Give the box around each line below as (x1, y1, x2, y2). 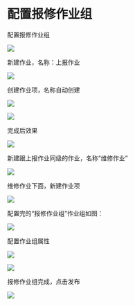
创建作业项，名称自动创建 (7, 86, 80, 94)
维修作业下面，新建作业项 (7, 181, 80, 190)
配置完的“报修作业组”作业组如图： (7, 209, 104, 218)
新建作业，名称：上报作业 (7, 58, 80, 66)
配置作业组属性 (7, 236, 50, 245)
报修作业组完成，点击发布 (7, 277, 80, 285)
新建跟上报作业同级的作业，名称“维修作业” (7, 153, 128, 162)
